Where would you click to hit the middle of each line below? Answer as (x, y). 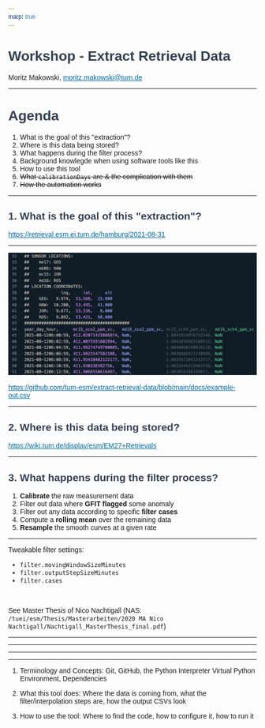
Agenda (34, 116)
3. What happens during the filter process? (113, 477)
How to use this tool (50, 169)
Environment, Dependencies (63, 679)
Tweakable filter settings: (46, 550)
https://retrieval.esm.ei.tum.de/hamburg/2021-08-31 (87, 235)
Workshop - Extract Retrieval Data (119, 56)
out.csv (19, 396)
